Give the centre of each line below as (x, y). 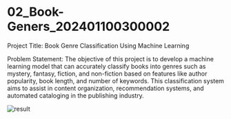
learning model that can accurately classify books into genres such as (107, 66)
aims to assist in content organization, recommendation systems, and (106, 88)
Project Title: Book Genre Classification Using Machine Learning (98, 45)
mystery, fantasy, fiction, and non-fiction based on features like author (107, 74)
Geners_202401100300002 (89, 26)
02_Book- (36, 12)
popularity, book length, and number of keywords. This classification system (115, 80)
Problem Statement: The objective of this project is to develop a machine (110, 58)
